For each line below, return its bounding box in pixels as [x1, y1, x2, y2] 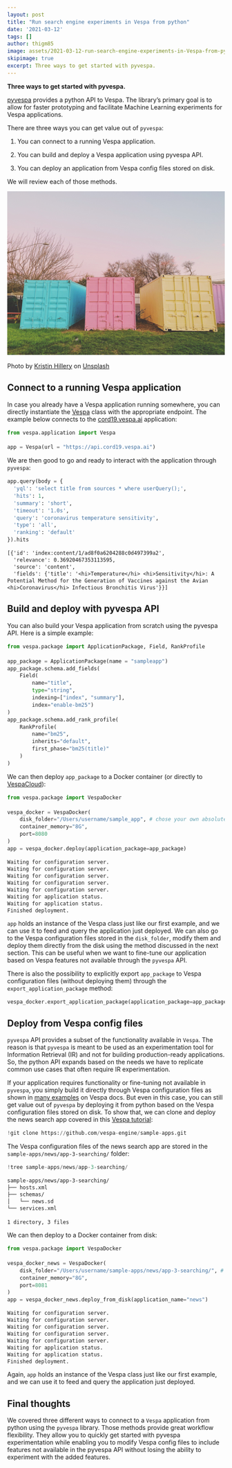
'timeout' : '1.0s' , [13, 507, 70, 514]
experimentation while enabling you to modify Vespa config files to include [7, 1438, 220, 1447]
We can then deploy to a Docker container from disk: [7, 1231, 157, 1239]
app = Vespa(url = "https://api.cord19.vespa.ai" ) [7, 444, 156, 451]
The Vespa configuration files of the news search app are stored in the [7, 1143, 209, 1151]
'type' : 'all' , [13, 521, 57, 529]
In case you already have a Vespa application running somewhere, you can [7, 400, 221, 409]
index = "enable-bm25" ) [32, 701, 95, 708]
